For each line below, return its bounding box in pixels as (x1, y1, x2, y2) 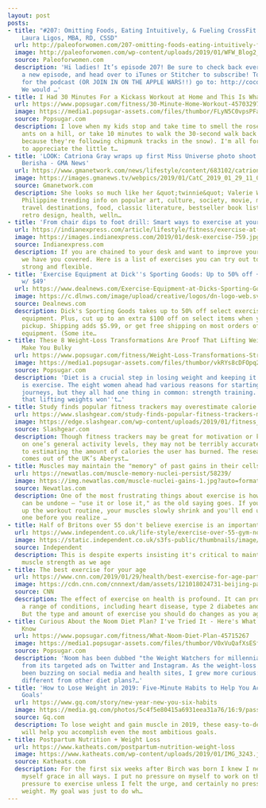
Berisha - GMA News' (21, 160, 90, 168)
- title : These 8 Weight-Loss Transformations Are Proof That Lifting (7, 337, 246, 345)
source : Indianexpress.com (14, 241, 104, 249)
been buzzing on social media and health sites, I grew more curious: (21, 669, 260, 677)
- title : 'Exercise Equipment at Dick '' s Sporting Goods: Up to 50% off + (7, 270, 260, 278)
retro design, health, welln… (21, 211, 122, 219)
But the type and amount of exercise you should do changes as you (21, 609, 249, 618)
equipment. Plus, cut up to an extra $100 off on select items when (21, 315, 253, 323)
